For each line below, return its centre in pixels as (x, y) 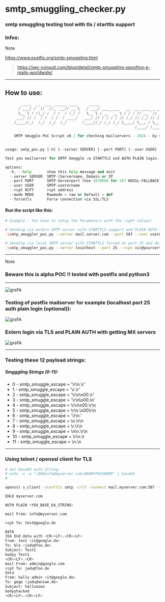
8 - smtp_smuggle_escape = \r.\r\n (47, 426)
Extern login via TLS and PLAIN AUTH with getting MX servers (81, 332)
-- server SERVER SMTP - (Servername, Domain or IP (61, 176)
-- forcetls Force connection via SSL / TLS (59, 199)
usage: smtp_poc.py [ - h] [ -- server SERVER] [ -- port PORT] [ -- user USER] (81, 150)
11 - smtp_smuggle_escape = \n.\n (47, 442)
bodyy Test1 (17, 554)
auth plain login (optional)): (38, 308)
